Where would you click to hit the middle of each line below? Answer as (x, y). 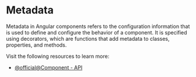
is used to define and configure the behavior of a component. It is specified (97, 32)
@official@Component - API (48, 67)
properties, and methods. (36, 45)
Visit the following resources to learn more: (58, 56)
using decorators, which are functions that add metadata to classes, (88, 38)
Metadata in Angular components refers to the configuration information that (98, 26)
